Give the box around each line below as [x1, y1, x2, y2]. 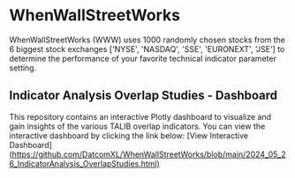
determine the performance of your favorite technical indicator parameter [9, 53, 276, 63]
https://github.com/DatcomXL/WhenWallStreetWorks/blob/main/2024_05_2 [11, 149, 286, 159]
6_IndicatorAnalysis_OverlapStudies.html [9, 158, 157, 168]
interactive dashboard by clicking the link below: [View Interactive [9, 130, 249, 141]
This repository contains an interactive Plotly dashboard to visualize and [9, 111, 272, 122]
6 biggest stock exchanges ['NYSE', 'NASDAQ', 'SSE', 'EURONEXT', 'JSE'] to [9, 43, 285, 54]
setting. [9, 63, 37, 73]
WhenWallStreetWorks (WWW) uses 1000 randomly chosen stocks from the [9, 34, 285, 45]
